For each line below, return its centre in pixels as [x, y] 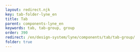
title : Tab [16, 19]
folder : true [19, 42]
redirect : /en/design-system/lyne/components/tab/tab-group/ [70, 38]
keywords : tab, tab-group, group [40, 28]
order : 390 [16, 33]
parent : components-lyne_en [34, 24]
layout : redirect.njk [28, 10]
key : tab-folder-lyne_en [31, 14]
